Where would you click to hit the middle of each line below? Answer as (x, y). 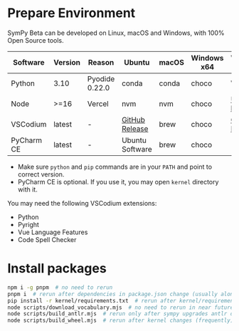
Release (135, 128)
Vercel (98, 103)
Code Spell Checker (47, 239)
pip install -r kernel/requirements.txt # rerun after (92, 300)
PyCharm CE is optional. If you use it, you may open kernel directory (118, 182)
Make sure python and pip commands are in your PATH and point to (115, 167)
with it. (27, 189)
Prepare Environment (71, 13)
